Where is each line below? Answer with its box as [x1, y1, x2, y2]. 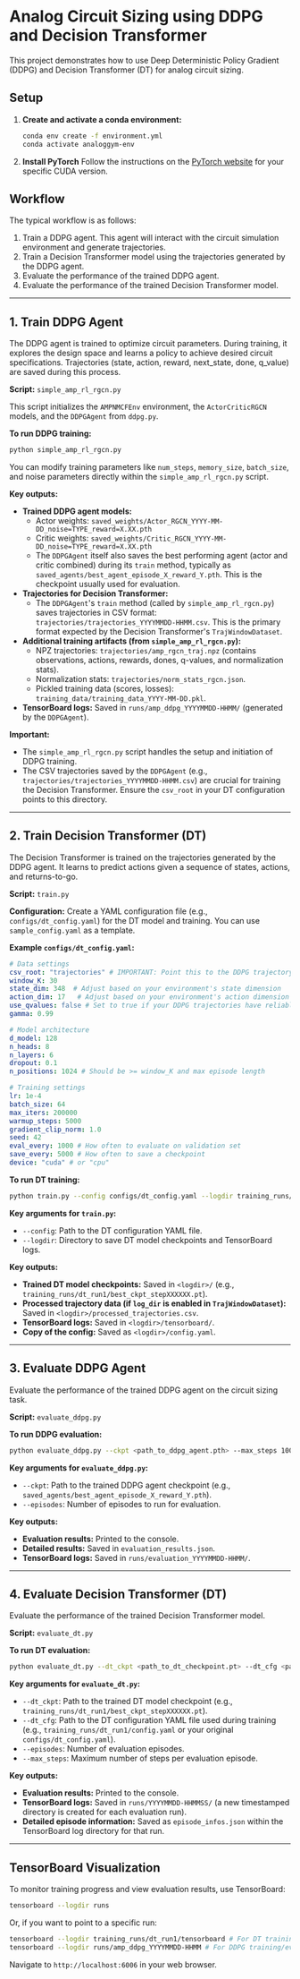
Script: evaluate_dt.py [9, 1627, 94, 1639]
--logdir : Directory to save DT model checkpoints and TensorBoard [21, 1234, 272, 1245]
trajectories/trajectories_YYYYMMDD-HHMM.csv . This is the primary [35, 617, 281, 627]
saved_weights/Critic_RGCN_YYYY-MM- [90, 534, 228, 543]
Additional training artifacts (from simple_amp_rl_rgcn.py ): [21, 635, 241, 646]
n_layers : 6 [9, 1050, 54, 1060]
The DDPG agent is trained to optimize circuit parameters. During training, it [9, 338, 287, 349]
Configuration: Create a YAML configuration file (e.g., [9, 906, 208, 917]
